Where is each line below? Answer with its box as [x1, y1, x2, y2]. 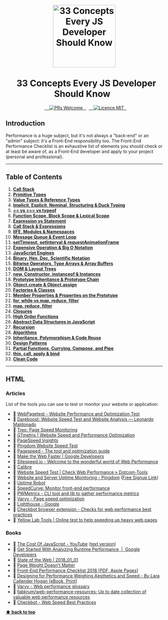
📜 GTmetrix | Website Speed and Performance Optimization [12, 432, 135, 438]
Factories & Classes [12, 287, 55, 293]
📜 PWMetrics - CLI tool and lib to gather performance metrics [12, 491, 139, 497]
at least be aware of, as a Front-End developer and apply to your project [5, 148, 154, 154]
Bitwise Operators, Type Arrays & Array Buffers [12, 260, 114, 266]
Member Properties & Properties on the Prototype [12, 292, 118, 298]
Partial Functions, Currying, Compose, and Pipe [12, 345, 114, 351]
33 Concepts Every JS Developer [16, 78, 157, 89]
